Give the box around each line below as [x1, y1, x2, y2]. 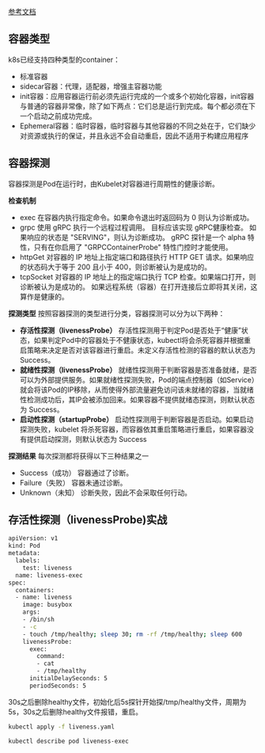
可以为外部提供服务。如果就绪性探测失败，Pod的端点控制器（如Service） [19, 375, 256, 384]
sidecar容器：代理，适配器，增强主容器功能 [19, 82, 162, 91]
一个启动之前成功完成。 [19, 111, 97, 120]
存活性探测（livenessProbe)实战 [8, 513, 168, 527]
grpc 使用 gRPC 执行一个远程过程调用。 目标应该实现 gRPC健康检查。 [19, 222, 248, 232]
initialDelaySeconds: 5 [28, 675, 108, 683]
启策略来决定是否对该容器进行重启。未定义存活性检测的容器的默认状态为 [19, 345, 256, 355]
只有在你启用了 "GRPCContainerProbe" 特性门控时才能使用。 [33, 242, 233, 252]
